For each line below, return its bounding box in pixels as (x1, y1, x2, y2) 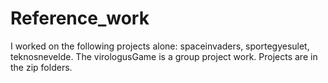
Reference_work (10, 7, 150, 30)
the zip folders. (10, 61, 73, 73)
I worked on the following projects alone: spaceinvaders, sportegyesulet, (10, 40, 310, 52)
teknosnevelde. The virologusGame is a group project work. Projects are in (10, 50, 318, 62)
